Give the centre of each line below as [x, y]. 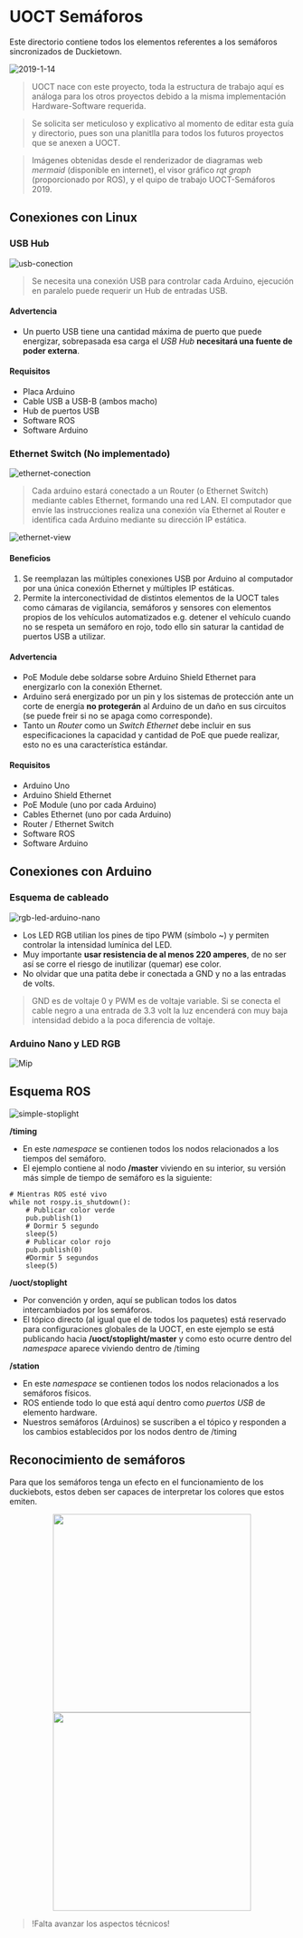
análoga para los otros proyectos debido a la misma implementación [159, 96]
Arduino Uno [46, 785]
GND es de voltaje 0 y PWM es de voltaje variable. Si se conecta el [156, 1000]
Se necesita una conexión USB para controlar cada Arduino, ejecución [162, 281]
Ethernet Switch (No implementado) [90, 453]
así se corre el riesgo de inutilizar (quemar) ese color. [122, 964]
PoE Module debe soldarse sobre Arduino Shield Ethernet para [139, 677]
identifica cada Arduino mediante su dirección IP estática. [139, 520]
